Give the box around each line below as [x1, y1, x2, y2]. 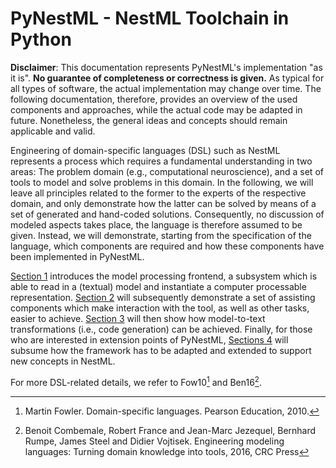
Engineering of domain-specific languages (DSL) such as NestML [10, 144, 281, 156]
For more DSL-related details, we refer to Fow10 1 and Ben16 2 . [10, 374, 262, 388]
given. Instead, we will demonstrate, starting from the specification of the [10, 229, 312, 241]
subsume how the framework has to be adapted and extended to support [10, 344, 312, 356]
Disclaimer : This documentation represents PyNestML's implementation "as [10, 61, 323, 73]
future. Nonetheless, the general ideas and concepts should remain [10, 114, 288, 126]
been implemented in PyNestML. [10, 250, 145, 262]
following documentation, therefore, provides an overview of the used [10, 93, 298, 105]
